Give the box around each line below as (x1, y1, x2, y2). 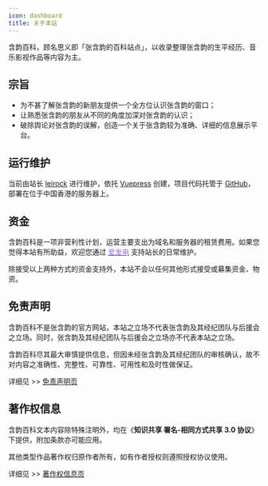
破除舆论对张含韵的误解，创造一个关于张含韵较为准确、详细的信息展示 (19, 121, 251, 130)
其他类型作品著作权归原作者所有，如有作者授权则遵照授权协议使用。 (8, 452, 232, 461)
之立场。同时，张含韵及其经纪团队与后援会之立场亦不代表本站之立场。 (8, 333, 239, 342)
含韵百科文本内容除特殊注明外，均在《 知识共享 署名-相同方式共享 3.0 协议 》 (8, 424, 258, 434)
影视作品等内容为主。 (14, 52, 85, 62)
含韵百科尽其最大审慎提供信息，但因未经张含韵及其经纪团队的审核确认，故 (8, 349, 253, 359)
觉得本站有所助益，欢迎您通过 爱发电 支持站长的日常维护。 (8, 247, 201, 257)
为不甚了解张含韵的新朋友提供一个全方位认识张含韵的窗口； (19, 101, 216, 110)
